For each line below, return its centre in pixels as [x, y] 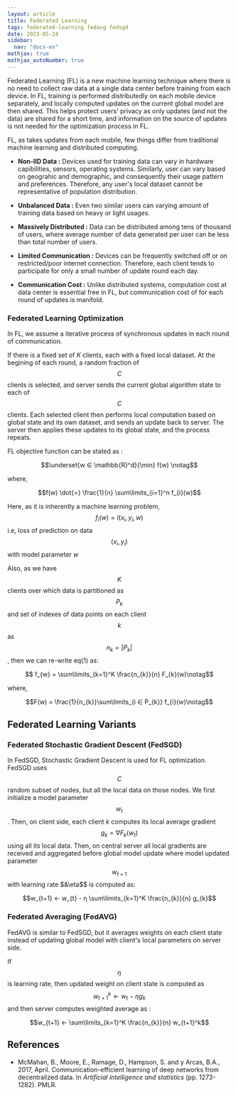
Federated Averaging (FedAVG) [62, 917]
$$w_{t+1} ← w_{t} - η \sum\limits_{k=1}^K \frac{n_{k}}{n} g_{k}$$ [119, 898]
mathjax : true [28, 54]
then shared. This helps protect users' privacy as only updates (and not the [117, 110]
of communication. [35, 341]
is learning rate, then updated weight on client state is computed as [106, 983]
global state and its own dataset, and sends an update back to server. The [116, 422]
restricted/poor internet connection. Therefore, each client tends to [116, 263]
